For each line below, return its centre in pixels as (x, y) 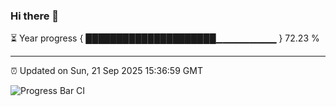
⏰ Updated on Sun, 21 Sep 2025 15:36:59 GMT (106, 71)
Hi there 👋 (35, 16)
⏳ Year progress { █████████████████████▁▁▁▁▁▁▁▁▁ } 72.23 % (165, 38)
